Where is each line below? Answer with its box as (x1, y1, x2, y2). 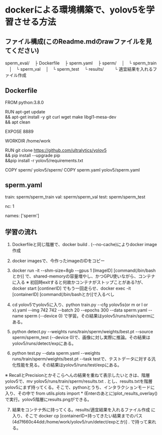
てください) (5, 47, 40, 55)
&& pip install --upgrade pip (5, 152, 61, 158)
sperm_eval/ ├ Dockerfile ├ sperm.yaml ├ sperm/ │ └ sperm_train (5, 60, 157, 66)
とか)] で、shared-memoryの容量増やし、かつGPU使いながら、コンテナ (12, 273, 156, 279)
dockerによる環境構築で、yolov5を (5, 4, 146, 16)
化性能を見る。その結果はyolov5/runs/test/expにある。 (12, 362, 122, 368)
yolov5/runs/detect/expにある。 (12, 341, 76, 346)
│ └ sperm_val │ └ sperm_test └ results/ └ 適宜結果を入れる (9, 66, 153, 72)
